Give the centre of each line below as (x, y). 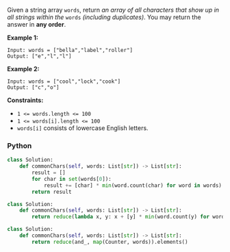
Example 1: (23, 38)
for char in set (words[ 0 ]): (72, 179)
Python (20, 145)
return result (52, 192)
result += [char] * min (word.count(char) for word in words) (133, 185)
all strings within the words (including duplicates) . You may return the (104, 17)
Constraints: (25, 100)
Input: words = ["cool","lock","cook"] (64, 81)
